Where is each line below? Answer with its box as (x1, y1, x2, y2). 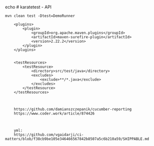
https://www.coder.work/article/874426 (14, 111, 95, 116)
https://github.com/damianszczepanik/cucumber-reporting (14, 107, 132, 112)
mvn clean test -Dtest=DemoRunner (5, 14, 76, 18)
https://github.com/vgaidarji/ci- (14, 132, 84, 137)
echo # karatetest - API (5, 4, 52, 10)
